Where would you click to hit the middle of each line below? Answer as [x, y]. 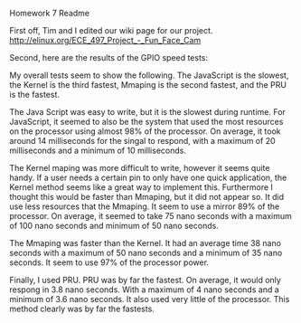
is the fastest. [35, 95]
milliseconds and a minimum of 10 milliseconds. [98, 150]
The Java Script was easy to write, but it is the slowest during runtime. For [148, 112]
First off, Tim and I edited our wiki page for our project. [111, 30]
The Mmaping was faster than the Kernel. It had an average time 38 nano [146, 243]
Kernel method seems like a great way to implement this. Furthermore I [141, 187]
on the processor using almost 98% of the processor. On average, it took [145, 131]
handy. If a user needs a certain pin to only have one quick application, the [148, 177]
